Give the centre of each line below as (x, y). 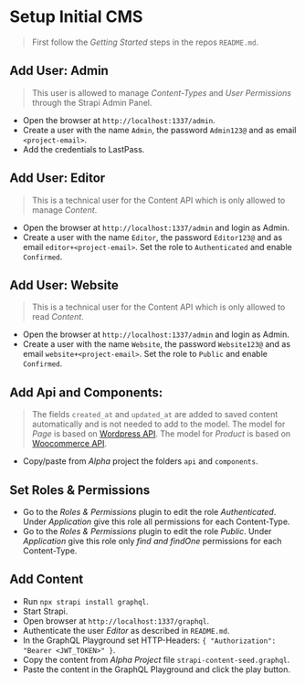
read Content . (58, 317)
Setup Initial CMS (76, 17)
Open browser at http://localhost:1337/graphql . (116, 621)
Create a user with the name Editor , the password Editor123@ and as (152, 237)
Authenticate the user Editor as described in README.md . (126, 630)
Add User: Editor (58, 179)
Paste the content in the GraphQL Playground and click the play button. (156, 669)
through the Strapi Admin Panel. (92, 102)
